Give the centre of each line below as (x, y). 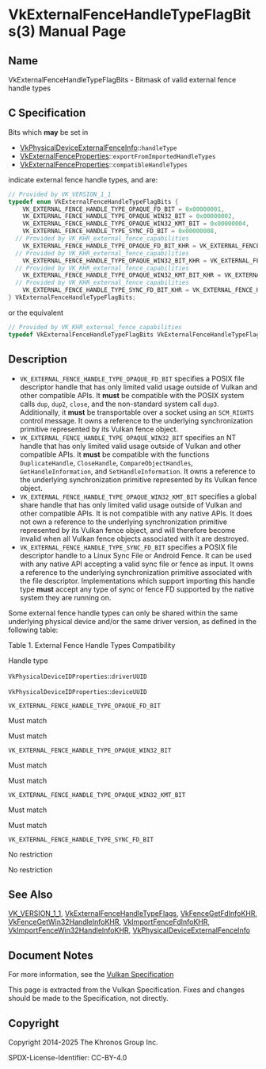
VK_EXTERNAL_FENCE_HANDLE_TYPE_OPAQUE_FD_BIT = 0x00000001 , (123, 209)
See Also (30, 894)
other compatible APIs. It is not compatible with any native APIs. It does (136, 513)
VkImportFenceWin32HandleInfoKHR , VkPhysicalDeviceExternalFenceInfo (129, 930)
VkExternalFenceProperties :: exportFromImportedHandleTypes (118, 155)
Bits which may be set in (48, 132)
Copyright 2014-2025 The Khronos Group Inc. (83, 1042)
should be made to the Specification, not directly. (88, 998)
